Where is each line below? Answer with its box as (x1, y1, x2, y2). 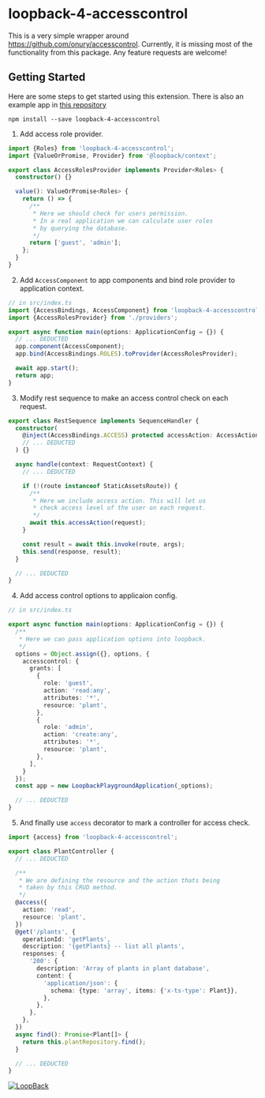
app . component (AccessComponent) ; (15, 343, 125, 351)
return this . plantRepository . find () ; (22, 1038, 147, 1046)
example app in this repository (8, 100, 106, 109)
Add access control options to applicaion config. (19, 591, 177, 600)
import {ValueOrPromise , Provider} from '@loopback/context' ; (8, 152, 217, 160)
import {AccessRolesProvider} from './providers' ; (8, 314, 178, 322)
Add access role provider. (19, 129, 104, 138)
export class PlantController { (8, 847, 114, 855)
